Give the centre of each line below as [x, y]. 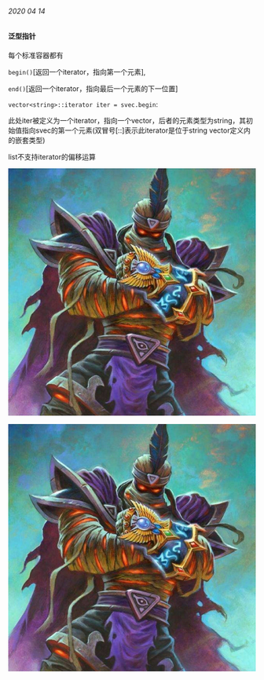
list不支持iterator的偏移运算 [52, 156]
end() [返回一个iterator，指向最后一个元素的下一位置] [93, 88]
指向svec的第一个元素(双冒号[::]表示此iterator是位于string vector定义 [133, 130]
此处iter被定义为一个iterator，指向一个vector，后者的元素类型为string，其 [127, 120]
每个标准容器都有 [36, 55]
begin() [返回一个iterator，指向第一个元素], [77, 71]
